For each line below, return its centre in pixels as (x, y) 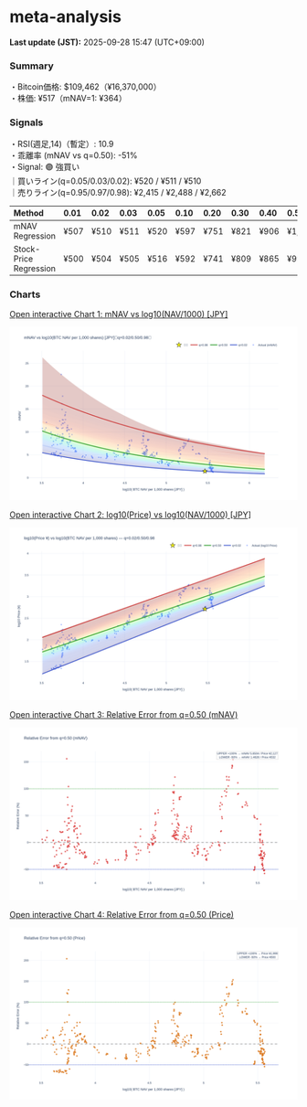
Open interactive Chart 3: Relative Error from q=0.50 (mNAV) (124, 714)
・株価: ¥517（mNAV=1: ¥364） (68, 99)
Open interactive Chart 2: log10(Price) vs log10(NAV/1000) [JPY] (130, 515)
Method (28, 213)
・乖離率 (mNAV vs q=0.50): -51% (74, 155)
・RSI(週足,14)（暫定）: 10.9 (62, 144)
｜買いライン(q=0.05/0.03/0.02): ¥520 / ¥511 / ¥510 (106, 181)
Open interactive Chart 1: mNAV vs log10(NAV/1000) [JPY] (119, 314)
